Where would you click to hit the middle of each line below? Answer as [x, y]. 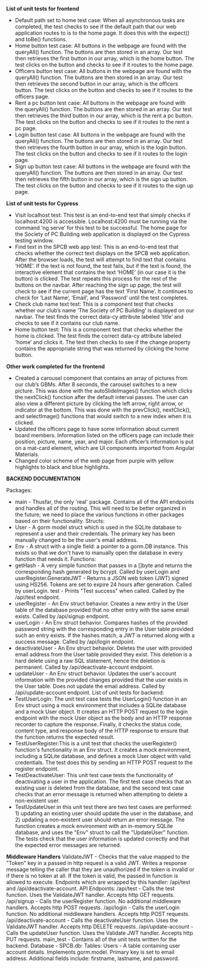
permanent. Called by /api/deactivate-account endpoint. [84, 667]
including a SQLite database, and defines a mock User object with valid [103, 756]
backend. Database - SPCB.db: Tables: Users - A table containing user [93, 946]
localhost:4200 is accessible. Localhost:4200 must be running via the [101, 221]
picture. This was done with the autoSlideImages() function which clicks [103, 391]
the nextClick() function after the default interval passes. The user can [101, 397]
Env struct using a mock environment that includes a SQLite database [100, 705]
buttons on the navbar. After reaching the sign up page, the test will [98, 285]
